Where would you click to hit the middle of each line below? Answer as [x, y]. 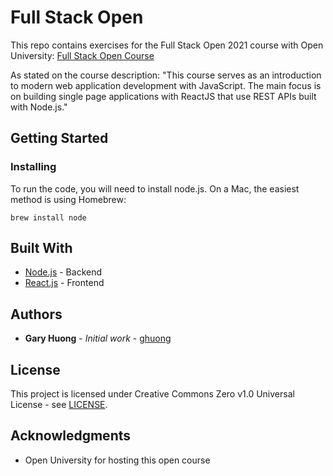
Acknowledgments [71, 436]
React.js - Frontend [64, 283]
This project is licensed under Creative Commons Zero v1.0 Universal [152, 394]
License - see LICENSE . [59, 405]
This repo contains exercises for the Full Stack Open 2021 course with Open [167, 45]
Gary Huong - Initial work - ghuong [98, 338]
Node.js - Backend [63, 272]
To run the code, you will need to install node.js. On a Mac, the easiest [155, 188]
